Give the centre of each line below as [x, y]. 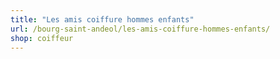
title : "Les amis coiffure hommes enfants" [102, 19]
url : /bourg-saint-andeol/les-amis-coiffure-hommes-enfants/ [140, 29]
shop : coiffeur [42, 38]
